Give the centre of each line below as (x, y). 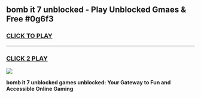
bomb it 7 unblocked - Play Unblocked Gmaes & (96, 10)
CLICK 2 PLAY (27, 58)
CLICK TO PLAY (29, 36)
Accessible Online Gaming (40, 88)
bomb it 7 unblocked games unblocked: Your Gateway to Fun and (89, 82)
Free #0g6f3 (30, 19)
